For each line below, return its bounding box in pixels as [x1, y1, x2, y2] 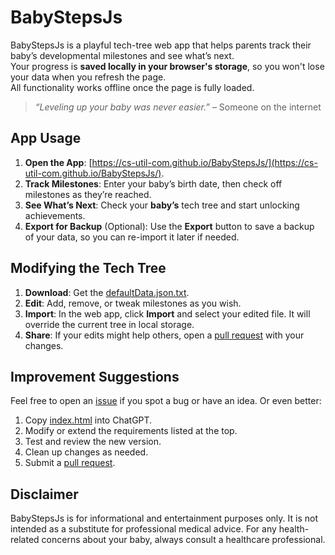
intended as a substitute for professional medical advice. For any [10, 523, 277, 535]
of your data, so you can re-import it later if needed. [24, 231, 240, 243]
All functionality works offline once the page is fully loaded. [10, 81, 255, 93]
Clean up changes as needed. [24, 446, 149, 458]
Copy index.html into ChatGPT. [24, 414, 153, 426]
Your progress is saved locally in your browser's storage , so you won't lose [10, 60, 325, 72]
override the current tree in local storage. [24, 318, 195, 330]
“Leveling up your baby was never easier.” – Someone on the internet [34, 101, 322, 113]
